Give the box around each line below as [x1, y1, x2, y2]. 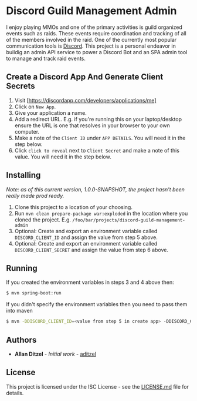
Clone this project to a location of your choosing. [14, 203, 133, 210]
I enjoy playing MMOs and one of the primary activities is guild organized [6, 24, 183, 31]
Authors [6, 334, 37, 345]
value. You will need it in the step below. [14, 153, 111, 160]
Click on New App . [14, 103, 56, 110]
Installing [6, 170, 41, 180]
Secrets [6, 81, 35, 91]
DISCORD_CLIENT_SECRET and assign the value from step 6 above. [14, 246, 169, 253]
